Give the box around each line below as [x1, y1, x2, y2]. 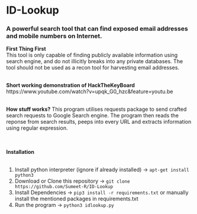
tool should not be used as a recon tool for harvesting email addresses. [6, 64, 179, 71]
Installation [6, 149, 34, 156]
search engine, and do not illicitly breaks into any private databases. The [6, 58, 183, 65]
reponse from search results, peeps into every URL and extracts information [6, 118, 192, 126]
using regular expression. [6, 124, 68, 131]
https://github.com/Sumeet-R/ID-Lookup [14, 184, 114, 190]
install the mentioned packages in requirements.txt [14, 195, 139, 202]
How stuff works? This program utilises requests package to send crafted [6, 106, 187, 113]
